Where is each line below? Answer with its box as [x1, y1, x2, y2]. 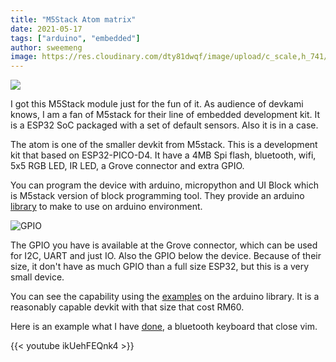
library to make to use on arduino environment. [10, 201, 203, 213]
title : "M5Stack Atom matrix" [10, 14, 137, 25]
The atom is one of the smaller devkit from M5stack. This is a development [10, 139, 318, 151]
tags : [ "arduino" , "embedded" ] [10, 33, 141, 43]
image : [10, 52, 38, 62]
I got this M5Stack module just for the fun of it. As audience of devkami [10, 98, 304, 110]
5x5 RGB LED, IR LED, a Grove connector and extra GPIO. [10, 160, 245, 172]
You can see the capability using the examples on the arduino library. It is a [10, 291, 320, 303]
